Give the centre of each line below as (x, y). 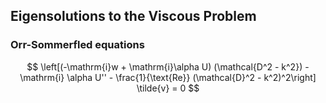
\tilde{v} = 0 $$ (168, 88)
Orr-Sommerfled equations (77, 45)
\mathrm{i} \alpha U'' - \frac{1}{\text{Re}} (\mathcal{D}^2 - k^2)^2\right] (168, 77)
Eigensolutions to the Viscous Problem (133, 16)
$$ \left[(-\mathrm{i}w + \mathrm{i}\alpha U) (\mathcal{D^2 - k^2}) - (168, 66)
